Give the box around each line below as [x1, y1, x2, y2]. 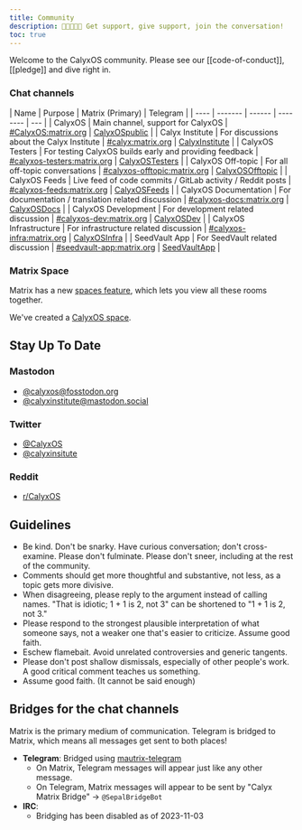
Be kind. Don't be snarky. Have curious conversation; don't [22, 541, 242, 552]
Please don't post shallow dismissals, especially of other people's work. [22, 657, 290, 667]
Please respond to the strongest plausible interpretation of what [22, 618, 260, 629]
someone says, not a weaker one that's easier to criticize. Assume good [22, 628, 290, 639]
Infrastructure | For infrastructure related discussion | [9, 222, 207, 233]
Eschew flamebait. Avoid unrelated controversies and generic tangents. [22, 647, 288, 657]
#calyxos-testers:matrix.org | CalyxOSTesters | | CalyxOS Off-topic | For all [9, 155, 288, 166]
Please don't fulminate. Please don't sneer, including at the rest [58, 551, 294, 562]
